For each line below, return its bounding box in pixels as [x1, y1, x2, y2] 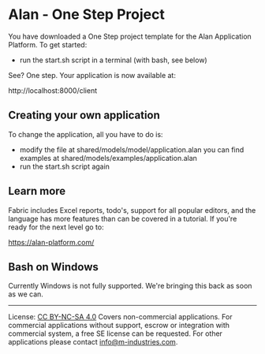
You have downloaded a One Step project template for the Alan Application [8, 32, 252, 41]
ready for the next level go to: [8, 222, 104, 232]
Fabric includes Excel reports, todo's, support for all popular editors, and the [8, 205, 256, 214]
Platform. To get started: [8, 39, 88, 49]
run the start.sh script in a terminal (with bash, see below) [19, 55, 207, 65]
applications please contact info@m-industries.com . [8, 337, 178, 347]
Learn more [8, 184, 66, 198]
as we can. [8, 289, 43, 299]
